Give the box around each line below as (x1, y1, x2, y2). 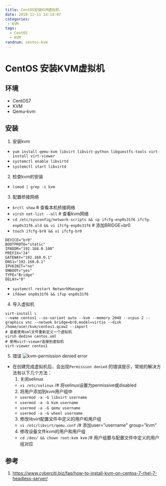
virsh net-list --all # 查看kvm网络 (12, 211, 89, 217)
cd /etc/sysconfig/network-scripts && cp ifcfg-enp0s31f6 (12, 217, 136, 222)
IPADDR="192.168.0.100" (5, 246, 55, 251)
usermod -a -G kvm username (19, 400, 78, 405)
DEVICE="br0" (5, 238, 32, 243)
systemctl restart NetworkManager (12, 286, 84, 291)
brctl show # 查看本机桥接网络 (12, 204, 76, 210)
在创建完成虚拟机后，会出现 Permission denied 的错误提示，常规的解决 (12, 363, 157, 369)
